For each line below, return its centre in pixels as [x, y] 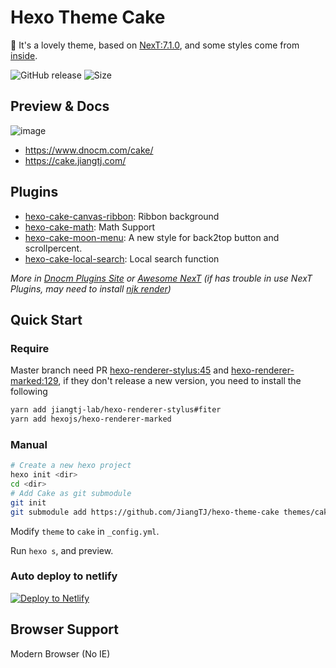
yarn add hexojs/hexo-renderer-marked [91, 419]
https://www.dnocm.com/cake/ [89, 150]
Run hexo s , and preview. [62, 550]
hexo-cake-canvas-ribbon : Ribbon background [122, 216]
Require [30, 348]
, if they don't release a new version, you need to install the [180, 381]
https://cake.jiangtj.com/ [75, 160]
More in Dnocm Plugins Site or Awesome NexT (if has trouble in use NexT [161, 278]
